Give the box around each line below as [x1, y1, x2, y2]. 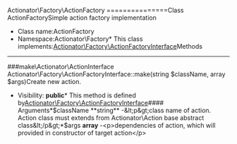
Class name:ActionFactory [17, 28, 95, 35]
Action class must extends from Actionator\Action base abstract [17, 114, 205, 122]
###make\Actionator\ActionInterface [7, 63, 114, 71]
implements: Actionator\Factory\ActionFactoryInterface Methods [17, 42, 203, 50]
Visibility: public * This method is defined [17, 91, 136, 100]
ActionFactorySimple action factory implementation [7, 13, 157, 22]
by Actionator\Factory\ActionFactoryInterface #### [17, 99, 164, 107]
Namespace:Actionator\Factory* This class [17, 35, 143, 43]
